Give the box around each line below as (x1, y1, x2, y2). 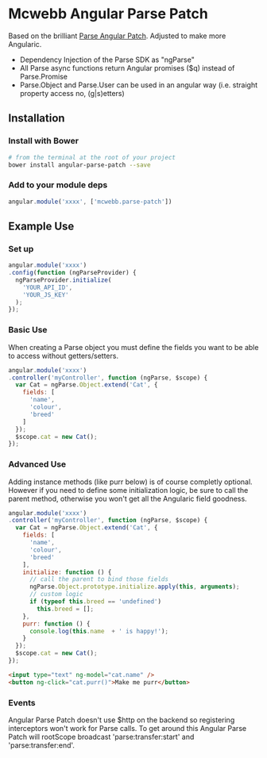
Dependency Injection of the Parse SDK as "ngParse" (19, 55, 195, 64)
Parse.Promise (19, 71, 68, 81)
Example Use (8, 219, 75, 233)
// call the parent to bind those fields (29, 575, 169, 583)
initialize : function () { (22, 568, 112, 576)
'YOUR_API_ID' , (22, 283, 73, 291)
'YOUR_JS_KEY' (22, 291, 69, 298)
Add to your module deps (8, 179, 108, 190)
